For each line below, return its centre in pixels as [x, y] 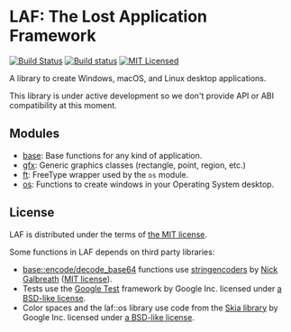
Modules [35, 134]
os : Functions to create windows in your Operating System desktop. [148, 184]
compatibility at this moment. [63, 105]
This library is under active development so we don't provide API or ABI [142, 96]
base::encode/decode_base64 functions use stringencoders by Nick [150, 269]
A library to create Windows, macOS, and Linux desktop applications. [138, 78]
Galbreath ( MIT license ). [67, 279]
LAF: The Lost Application [108, 17]
